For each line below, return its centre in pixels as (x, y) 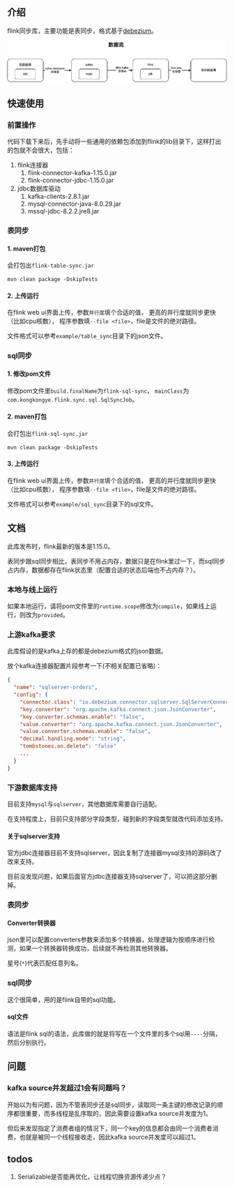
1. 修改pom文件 (29, 373)
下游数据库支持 (32, 787)
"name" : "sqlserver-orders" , (56, 688)
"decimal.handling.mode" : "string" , (73, 739)
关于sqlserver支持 (34, 836)
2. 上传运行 (23, 296)
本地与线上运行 (32, 589)
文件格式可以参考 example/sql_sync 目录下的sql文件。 (82, 504)
